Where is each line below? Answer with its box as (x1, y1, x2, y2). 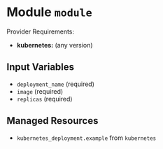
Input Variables (6, 61, 75, 73)
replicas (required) (16, 94, 73, 103)
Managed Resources (6, 115, 99, 127)
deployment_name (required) (16, 80, 95, 88)
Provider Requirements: (6, 27, 75, 36)
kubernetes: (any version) (16, 41, 93, 49)
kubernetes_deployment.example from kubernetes (16, 134, 157, 142)
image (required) (16, 87, 64, 95)
